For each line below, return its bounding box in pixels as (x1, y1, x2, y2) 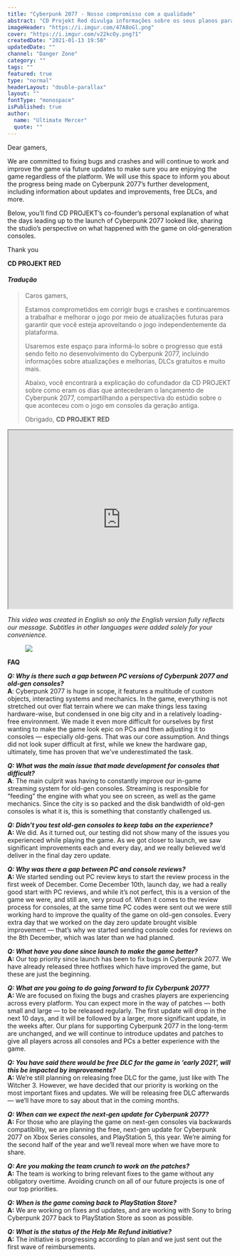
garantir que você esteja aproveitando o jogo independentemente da (24, 320, 226, 329)
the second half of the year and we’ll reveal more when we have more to (7, 1140, 219, 1148)
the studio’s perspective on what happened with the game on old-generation (7, 224, 232, 232)
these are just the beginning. (7, 969, 91, 978)
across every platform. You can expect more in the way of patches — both (7, 998, 226, 1007)
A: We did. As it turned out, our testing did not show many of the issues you (7, 828, 230, 836)
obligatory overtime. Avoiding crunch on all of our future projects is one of (7, 1176, 225, 1186)
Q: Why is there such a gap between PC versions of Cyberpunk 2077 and (7, 671, 229, 680)
